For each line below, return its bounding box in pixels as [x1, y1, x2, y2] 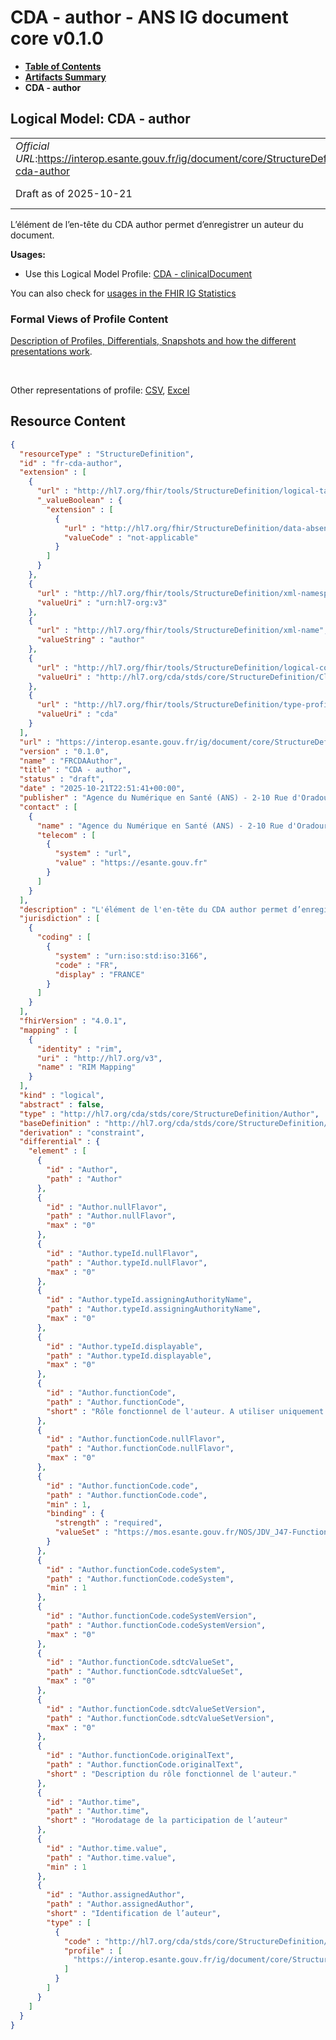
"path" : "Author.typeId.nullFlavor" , [46, 1257, 208, 1268]
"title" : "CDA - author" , [19, 765, 132, 775]
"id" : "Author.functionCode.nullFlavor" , [46, 1434, 226, 1445]
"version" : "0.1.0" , [19, 746, 110, 756]
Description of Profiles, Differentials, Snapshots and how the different [10, 335, 297, 347]
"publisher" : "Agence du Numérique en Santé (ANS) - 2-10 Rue [19, 793, 288, 803]
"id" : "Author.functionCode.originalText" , [46, 1751, 235, 1761]
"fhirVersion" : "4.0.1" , [19, 1016, 128, 1026]
